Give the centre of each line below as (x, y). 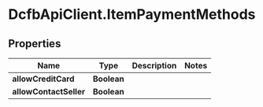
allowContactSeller (48, 92)
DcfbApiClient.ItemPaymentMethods (132, 15)
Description (154, 66)
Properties (35, 44)
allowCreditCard (43, 79)
